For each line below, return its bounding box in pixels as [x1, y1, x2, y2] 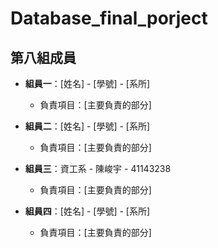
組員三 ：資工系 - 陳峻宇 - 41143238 [24, 163, 172, 174]
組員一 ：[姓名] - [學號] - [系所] [24, 78, 151, 89]
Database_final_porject [10, 7, 208, 30]
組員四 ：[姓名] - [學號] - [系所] [24, 205, 151, 217]
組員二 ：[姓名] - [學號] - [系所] [24, 120, 151, 132]
